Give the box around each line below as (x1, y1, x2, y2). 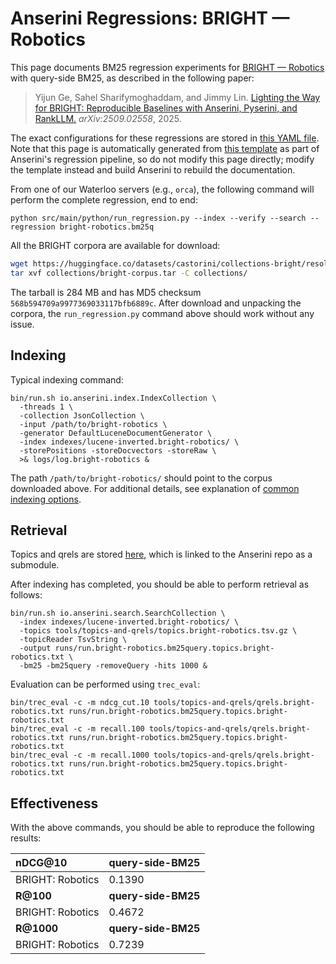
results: (10, 832, 42, 844)
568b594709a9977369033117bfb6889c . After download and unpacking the (10, 297, 302, 309)
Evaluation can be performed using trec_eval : (10, 678, 201, 691)
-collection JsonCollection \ (19, 410, 145, 421)
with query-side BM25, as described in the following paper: (10, 72, 255, 84)
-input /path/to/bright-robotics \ (19, 419, 168, 429)
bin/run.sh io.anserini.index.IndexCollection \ (10, 393, 217, 403)
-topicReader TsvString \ (19, 635, 128, 645)
